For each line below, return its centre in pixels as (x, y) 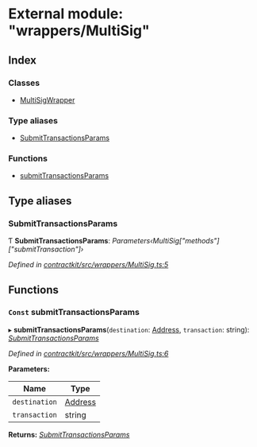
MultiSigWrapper (47, 99)
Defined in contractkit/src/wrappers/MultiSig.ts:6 (88, 353)
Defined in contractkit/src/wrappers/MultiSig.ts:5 (88, 265)
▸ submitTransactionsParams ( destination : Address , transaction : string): (129, 329)
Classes (24, 83)
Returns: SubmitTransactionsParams (69, 434)
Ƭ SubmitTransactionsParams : (59, 241)
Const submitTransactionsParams (74, 313)
